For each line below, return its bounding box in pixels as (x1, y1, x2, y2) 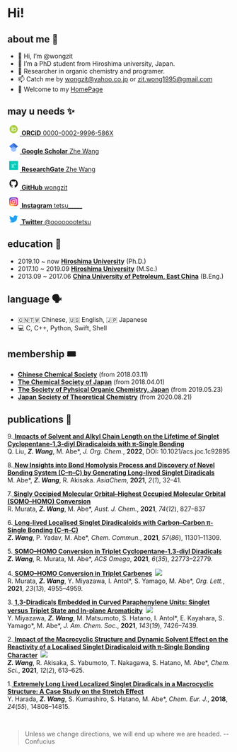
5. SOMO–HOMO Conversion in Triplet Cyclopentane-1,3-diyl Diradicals (7, 547, 222, 556)
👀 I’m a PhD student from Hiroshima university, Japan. (17, 59, 175, 68)
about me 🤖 (7, 33, 59, 45)
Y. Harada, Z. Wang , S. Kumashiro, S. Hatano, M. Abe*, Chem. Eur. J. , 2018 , (7, 695, 228, 703)
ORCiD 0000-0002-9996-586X (21, 129, 114, 137)
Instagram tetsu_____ (21, 201, 83, 209)
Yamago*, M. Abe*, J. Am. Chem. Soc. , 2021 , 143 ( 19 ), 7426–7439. (7, 621, 198, 630)
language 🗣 (7, 294, 62, 306)
